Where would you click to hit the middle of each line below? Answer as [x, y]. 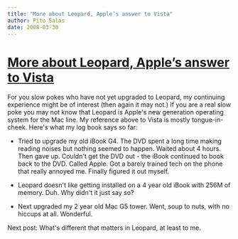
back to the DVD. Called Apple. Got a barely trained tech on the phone [120, 164]
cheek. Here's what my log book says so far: [72, 127]
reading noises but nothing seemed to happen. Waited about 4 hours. [119, 149]
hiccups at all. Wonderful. [55, 214]
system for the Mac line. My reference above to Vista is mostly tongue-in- [115, 120]
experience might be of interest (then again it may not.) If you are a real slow [119, 105]
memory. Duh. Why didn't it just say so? [76, 193]
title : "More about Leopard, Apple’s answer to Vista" [90, 14]
